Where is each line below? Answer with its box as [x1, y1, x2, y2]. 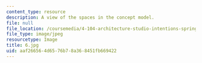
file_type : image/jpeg [6, 31, 63, 37]
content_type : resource [6, 8, 66, 15]
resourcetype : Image [6, 37, 58, 43]
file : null [6, 20, 34, 26]
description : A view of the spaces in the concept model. [6, 14, 155, 20]
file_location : [6, 25, 44, 32]
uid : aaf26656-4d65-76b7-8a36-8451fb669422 [6, 48, 117, 54]
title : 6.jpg [6, 43, 39, 49]
